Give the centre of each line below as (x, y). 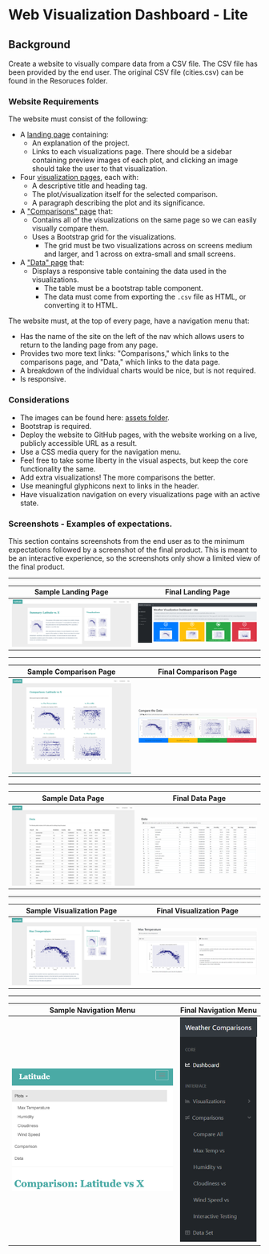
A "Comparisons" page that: (66, 211)
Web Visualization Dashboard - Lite (128, 15)
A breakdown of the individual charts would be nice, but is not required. (138, 370)
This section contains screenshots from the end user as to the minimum (126, 541)
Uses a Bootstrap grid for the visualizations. (104, 237)
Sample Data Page (73, 798)
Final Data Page (199, 798)
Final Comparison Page (198, 672)
